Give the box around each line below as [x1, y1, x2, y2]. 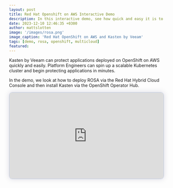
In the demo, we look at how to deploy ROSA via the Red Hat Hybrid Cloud [9, 77, 160, 83]
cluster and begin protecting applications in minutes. [9, 67, 115, 74]
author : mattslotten [9, 26, 52, 30]
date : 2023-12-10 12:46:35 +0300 [9, 21, 78, 26]
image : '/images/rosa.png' [9, 30, 64, 35]
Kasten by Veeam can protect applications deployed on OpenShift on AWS [9, 57, 160, 63]
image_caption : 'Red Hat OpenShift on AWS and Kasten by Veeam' [9, 35, 144, 40]
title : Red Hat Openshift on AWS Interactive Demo [9, 12, 115, 17]
